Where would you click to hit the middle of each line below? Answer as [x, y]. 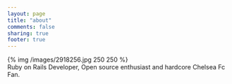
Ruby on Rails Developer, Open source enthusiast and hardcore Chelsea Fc [116, 67]
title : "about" [30, 20]
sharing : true [28, 33]
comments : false [31, 27]
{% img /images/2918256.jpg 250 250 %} [68, 59]
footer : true [26, 40]
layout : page [26, 14]
